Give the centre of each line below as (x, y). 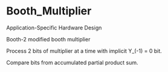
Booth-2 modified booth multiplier (48, 39)
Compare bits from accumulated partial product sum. (72, 62)
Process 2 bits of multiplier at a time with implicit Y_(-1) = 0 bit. (84, 51)
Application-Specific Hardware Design (54, 28)
